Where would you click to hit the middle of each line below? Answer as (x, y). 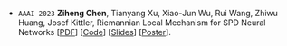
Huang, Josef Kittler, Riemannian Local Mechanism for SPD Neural (142, 23)
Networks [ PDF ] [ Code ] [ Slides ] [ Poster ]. (95, 32)
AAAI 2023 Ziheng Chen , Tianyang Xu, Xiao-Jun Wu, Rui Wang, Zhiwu (148, 13)
